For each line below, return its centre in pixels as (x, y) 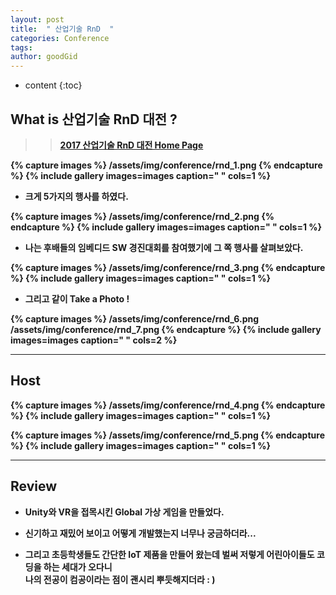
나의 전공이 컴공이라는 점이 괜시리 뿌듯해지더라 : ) (120, 579)
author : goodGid (44, 57)
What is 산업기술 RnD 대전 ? (94, 119)
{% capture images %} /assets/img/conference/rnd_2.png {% (142, 216)
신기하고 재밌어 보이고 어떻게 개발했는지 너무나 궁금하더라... (140, 533)
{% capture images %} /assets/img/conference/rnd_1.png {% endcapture (166, 165)
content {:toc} (53, 85)
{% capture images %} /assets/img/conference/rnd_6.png (135, 318)
